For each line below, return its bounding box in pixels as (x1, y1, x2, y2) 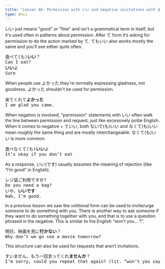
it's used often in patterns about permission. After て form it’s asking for (5, 32, 150, 38)
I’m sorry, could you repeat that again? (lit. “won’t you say (5, 258, 161, 264)
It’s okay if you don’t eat (5, 151, 73, 157)
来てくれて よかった (5, 97, 44, 102)
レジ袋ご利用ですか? (5, 177, 47, 183)
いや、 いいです (5, 188, 35, 194)
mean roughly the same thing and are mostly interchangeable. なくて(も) (5, 129, 152, 135)
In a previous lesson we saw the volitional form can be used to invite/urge (5, 202, 154, 208)
